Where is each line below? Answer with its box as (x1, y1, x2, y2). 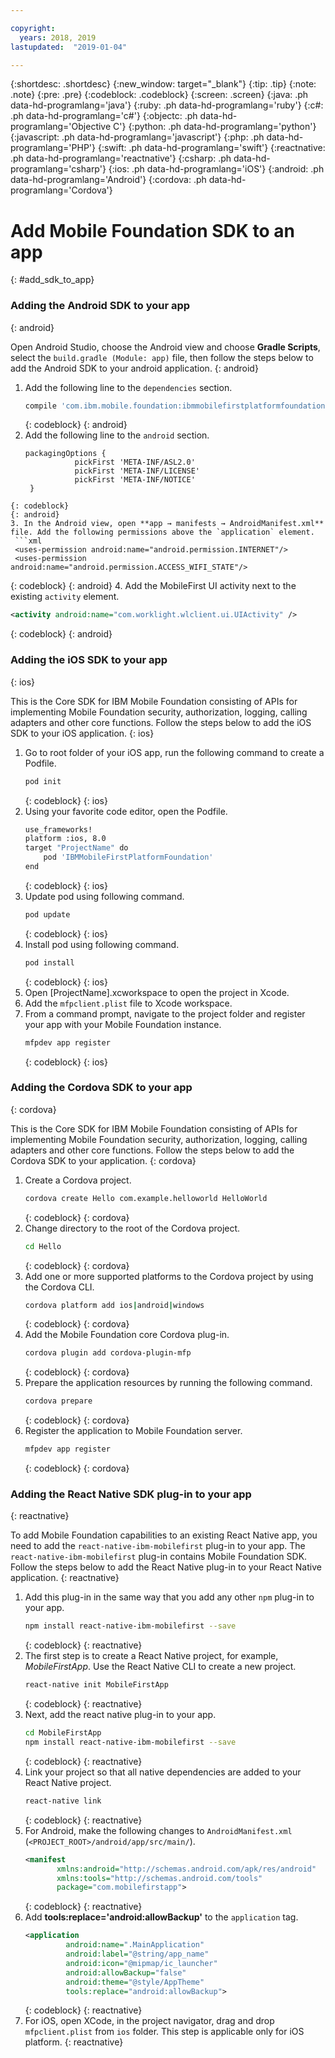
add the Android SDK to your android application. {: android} (10, 362, 259, 374)
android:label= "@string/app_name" (65, 1949, 210, 1959)
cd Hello (24, 1241, 62, 1251)
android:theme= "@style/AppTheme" (65, 1977, 205, 1987)
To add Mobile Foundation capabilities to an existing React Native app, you (10, 1529, 318, 1541)
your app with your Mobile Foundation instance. (24, 1018, 222, 1030)
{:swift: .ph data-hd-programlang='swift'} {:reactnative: (97, 142, 326, 154)
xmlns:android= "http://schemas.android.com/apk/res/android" (56, 1864, 317, 1874)
